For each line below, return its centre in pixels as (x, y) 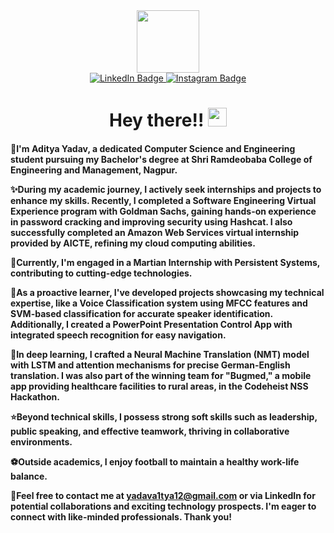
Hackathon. (35, 396)
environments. (41, 441)
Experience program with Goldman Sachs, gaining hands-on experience (163, 211)
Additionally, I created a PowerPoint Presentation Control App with (151, 324)
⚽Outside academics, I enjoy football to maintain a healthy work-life (155, 461)
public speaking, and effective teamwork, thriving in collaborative (150, 431)
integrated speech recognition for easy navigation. (118, 335)
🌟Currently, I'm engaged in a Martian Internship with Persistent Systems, (165, 262)
